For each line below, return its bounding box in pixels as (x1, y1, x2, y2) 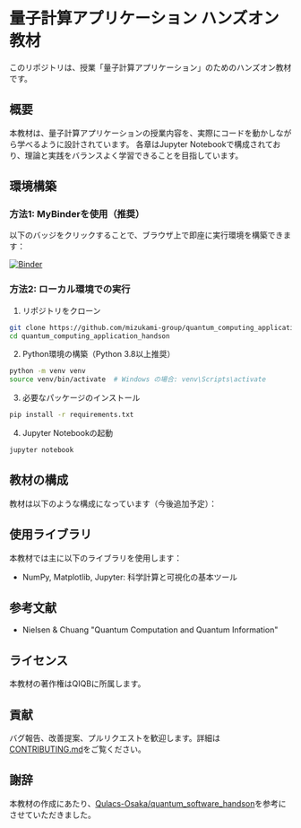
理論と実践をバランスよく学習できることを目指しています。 (24, 150, 244, 161)
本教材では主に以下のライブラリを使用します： (9, 553, 182, 563)
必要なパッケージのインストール (21, 392, 141, 404)
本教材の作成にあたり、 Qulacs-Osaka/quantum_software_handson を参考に (9, 797, 287, 808)
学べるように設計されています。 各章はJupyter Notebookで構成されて (16, 138, 273, 149)
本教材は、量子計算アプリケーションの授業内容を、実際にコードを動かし (9, 127, 276, 138)
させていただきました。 (9, 809, 96, 820)
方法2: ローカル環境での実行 (9, 283, 131, 296)
